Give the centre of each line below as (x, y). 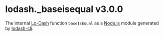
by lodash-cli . (19, 28)
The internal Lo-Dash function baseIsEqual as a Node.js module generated (82, 23)
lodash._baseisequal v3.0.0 (64, 9)
